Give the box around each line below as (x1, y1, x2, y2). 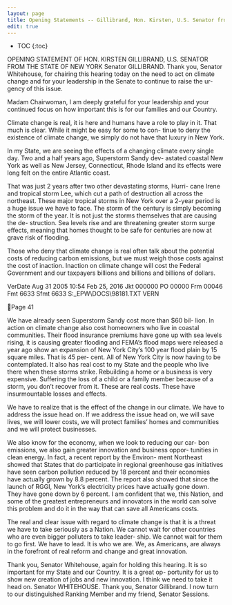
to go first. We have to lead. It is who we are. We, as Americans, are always (7, 540, 221, 548)
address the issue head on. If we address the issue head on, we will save (7, 410, 215, 419)
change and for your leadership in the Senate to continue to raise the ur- (7, 77, 213, 86)
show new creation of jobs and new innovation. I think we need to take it (7, 575, 213, 584)
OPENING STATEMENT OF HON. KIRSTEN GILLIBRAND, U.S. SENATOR (7, 55, 209, 64)
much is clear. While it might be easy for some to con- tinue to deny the (7, 126, 211, 135)
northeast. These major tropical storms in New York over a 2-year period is (7, 197, 221, 205)
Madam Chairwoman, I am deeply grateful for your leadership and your (7, 98, 209, 106)
